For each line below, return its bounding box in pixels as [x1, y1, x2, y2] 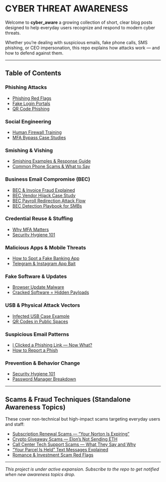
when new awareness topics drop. [5, 472, 76, 478]
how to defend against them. [5, 50, 64, 56]
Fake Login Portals [12, 100, 50, 107]
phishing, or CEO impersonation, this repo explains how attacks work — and [5, 45, 160, 51]
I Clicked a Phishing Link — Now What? [12, 342, 92, 348]
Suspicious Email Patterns [5, 330, 69, 337]
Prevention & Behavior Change [5, 360, 80, 367]
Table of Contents [5, 69, 62, 77]
